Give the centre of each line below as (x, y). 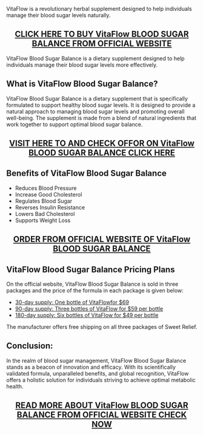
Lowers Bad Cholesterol (45, 214)
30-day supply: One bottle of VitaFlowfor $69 (72, 302)
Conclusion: (30, 346)
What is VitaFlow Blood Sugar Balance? (82, 84)
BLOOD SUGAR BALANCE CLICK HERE (102, 153)
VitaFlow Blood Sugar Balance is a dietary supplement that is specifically (97, 98)
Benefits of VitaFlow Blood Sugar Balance (86, 173)
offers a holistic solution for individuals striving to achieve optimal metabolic (101, 380)
